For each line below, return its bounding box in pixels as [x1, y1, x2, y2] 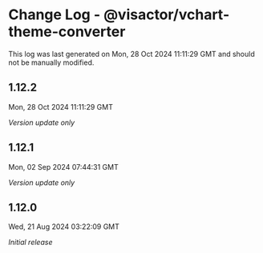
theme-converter [8, 22, 126, 41]
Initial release [8, 238, 53, 247]
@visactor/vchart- [103, 6, 230, 24]
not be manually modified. [8, 58, 95, 67]
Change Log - [8, 6, 101, 24]
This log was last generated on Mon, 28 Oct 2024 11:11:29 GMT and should [8, 49, 255, 58]
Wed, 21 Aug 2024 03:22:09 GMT [8, 222, 120, 231]
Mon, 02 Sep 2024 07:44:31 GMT [8, 162, 119, 171]
